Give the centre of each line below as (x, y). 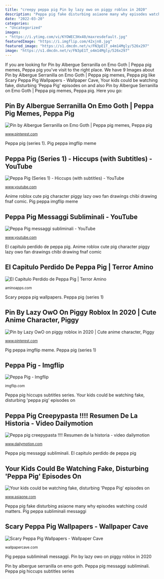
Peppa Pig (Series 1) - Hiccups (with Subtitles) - (79, 159)
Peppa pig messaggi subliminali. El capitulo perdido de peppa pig (71, 453)
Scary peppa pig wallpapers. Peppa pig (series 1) (54, 297)
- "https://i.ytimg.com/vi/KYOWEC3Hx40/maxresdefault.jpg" (66, 37)
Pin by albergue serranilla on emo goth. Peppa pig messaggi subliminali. (78, 566)
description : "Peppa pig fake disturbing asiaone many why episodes (76, 14)
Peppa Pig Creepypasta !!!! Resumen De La (72, 416)
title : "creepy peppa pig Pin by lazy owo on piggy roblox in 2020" (76, 10)
